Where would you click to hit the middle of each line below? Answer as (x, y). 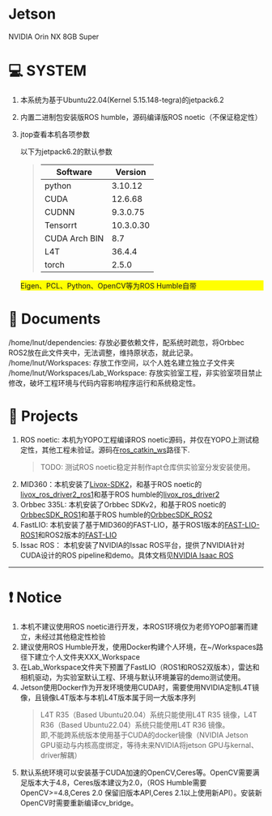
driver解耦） (61, 755)
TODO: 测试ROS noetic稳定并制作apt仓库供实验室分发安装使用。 (147, 467)
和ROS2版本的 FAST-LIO (77, 535)
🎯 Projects (43, 416)
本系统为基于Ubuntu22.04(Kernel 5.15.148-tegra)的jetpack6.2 (122, 100)
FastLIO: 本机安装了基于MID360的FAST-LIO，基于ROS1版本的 (122, 524)
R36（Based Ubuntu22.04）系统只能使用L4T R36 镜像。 (135, 724)
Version (131, 172)
